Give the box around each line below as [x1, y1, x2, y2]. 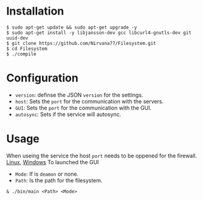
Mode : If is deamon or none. [15, 170, 79, 178]
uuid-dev [6, 35, 29, 41]
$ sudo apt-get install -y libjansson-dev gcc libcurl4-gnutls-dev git [6, 29, 191, 36]
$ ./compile [6, 50, 36, 57]
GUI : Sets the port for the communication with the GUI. [15, 104, 152, 111]
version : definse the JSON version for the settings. [15, 91, 143, 98]
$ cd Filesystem [6, 46, 47, 52]
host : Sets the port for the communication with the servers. [15, 97, 164, 105]
